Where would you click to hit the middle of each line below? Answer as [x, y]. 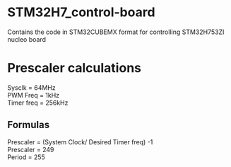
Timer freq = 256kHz [38, 103]
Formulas [29, 125]
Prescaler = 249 [31, 149]
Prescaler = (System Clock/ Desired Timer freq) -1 [80, 142]
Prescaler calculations [74, 68]
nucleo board [27, 39]
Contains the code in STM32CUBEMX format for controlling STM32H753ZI [116, 32]
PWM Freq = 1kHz [34, 95]
